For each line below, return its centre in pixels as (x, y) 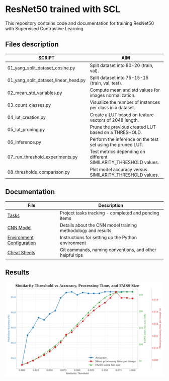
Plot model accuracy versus (118, 169)
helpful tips (71, 255)
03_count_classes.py (29, 105)
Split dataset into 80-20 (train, (121, 65)
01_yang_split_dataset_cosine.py (41, 68)
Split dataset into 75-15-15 (119, 78)
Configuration (22, 243)
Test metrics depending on (118, 151)
